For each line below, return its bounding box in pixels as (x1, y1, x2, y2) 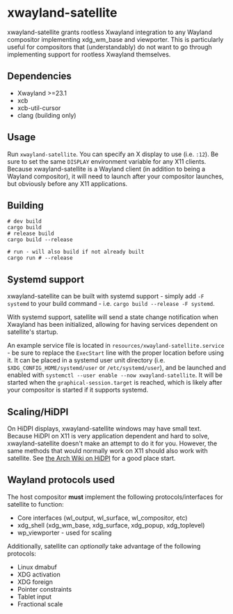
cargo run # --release (7, 254, 73, 262)
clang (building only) (17, 111, 77, 119)
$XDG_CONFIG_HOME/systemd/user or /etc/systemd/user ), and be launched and (7, 364, 226, 372)
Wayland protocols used (7, 474, 115, 486)
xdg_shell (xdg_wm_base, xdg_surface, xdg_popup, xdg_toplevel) (17, 521, 205, 529)
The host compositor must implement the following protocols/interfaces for (7, 493, 224, 501)
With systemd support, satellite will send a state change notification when (7, 313, 219, 321)
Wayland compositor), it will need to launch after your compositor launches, (7, 172, 224, 181)
